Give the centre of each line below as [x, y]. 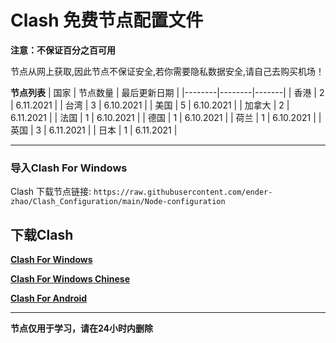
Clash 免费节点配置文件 [107, 20]
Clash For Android [49, 298]
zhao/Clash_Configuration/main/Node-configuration [118, 202]
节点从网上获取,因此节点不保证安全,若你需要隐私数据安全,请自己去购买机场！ [167, 71]
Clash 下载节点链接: [51, 192]
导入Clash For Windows [69, 168]
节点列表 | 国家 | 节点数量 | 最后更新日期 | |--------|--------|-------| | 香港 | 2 [167, 92]
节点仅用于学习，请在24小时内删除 [82, 328]
